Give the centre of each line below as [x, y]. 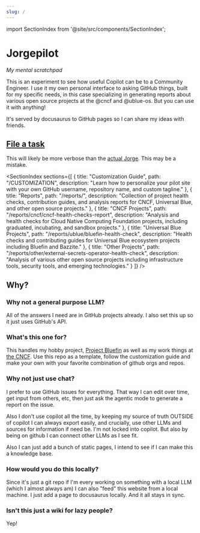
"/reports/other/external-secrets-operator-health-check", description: [92, 253]
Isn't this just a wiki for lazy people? [59, 510]
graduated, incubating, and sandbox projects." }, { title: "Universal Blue [94, 228]
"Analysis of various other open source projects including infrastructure [95, 260]
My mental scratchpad [35, 70]
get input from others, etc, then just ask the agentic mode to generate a [95, 398]
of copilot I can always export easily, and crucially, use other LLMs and [94, 422]
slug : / [16, 12]
